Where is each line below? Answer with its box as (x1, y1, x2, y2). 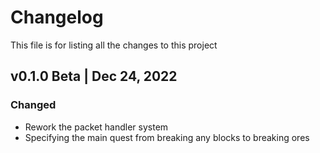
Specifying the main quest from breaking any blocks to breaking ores (24, 131, 310, 143)
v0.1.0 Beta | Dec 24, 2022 (10, 68, 178, 85)
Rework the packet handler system (24, 121, 169, 133)
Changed (10, 98, 57, 112)
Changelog (10, 6, 104, 29)
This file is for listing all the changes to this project (10, 39, 218, 51)
